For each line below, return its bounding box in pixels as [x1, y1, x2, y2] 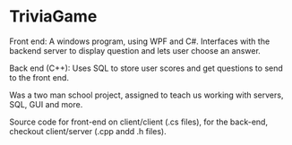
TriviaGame [9, 6, 98, 27]
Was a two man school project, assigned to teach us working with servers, [9, 90, 284, 100]
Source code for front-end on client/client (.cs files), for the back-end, [9, 116, 269, 127]
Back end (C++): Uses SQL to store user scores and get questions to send [9, 63, 284, 73]
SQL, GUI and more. [9, 98, 83, 109]
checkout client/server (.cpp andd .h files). [9, 125, 167, 136]
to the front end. [9, 72, 70, 82]
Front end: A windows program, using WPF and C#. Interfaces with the [9, 36, 271, 47]
